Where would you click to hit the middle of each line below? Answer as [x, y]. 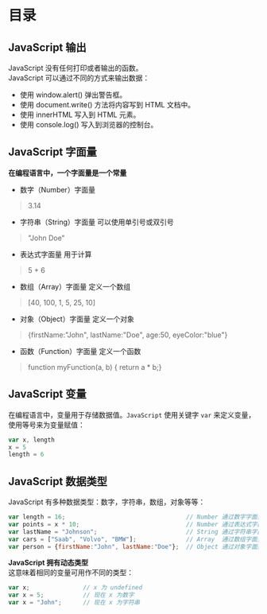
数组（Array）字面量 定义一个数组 [75, 286]
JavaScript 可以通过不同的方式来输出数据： [79, 78]
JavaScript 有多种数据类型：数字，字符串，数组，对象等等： [107, 502]
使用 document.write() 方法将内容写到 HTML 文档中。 [107, 105]
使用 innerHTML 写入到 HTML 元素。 [80, 115]
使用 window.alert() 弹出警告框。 [73, 95]
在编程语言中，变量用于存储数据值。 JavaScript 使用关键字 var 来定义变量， [132, 414]
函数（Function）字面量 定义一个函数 [80, 351]
